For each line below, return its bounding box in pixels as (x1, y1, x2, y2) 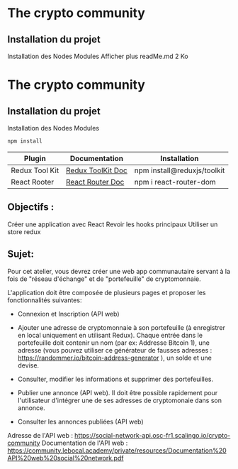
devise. (17, 360, 40, 370)
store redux (7, 227, 41, 236)
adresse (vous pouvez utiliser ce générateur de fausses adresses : (17, 346, 212, 354)
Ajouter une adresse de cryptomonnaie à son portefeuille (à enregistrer (17, 323, 225, 331)
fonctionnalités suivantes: (7, 296, 82, 304)
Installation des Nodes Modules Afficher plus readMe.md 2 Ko (7, 52, 189, 60)
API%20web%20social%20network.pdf (7, 453, 124, 462)
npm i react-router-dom (134, 177, 216, 187)
